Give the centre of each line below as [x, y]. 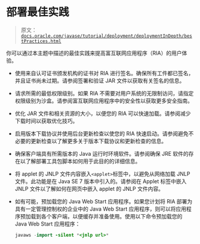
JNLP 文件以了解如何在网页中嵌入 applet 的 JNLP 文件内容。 [89, 189]
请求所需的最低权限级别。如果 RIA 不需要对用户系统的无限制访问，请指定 [104, 93]
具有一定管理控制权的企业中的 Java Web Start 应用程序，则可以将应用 [101, 209]
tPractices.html [41, 41]
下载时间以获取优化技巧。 [46, 121]
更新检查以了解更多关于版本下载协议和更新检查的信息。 [99, 141]
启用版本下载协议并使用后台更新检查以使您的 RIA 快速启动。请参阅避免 [102, 133]
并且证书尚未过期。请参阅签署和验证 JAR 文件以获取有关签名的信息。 [100, 81]
